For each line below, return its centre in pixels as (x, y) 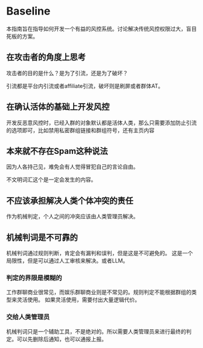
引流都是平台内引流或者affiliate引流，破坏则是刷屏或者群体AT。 (85, 85)
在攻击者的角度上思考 (46, 57)
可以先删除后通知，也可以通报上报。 (62, 339)
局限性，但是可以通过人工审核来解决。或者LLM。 (67, 261)
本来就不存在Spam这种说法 (57, 151)
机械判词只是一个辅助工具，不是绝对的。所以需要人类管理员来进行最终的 (96, 331)
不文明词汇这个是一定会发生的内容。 (51, 179)
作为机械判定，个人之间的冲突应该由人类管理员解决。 (72, 216)
